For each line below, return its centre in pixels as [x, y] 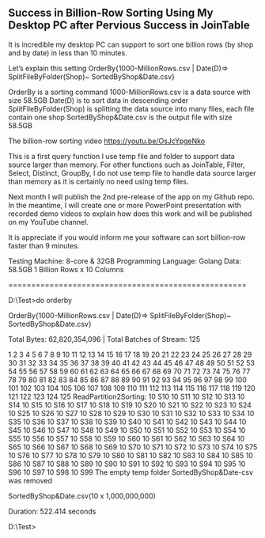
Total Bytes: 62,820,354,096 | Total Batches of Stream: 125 [104, 339]
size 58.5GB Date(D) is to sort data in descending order [98, 100]
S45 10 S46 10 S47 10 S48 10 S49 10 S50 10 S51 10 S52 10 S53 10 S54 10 [127, 430]
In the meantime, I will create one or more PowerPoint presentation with [125, 205]
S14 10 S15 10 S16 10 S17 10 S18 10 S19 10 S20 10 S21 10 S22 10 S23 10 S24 [130, 405]
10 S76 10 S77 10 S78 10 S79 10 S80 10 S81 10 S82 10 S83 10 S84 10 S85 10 [131, 455]
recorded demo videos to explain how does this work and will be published [130, 214]
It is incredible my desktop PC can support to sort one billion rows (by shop [131, 44]
